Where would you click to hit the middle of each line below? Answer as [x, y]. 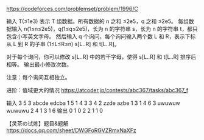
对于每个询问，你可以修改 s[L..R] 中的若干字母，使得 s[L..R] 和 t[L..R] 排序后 [101, 57]
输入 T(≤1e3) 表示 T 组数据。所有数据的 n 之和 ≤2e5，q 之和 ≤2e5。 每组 [97, 21]
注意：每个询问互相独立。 [38, 77]
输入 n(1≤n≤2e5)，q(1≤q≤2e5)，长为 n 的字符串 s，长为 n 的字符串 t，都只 [104, 29]
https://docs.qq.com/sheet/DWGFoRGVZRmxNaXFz [71, 130]
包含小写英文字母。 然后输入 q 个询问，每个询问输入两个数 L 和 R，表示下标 [101, 36]
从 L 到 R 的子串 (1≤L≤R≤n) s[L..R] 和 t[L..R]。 [63, 44]
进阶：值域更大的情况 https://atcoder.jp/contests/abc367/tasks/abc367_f [97, 90]
